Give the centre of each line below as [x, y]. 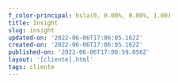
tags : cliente [32, 67]
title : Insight [33, 23]
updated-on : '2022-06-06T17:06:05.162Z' [76, 38]
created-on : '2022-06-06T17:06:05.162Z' [76, 45]
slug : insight [32, 30]
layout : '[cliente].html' [51, 60]
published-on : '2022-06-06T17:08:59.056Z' [79, 52]
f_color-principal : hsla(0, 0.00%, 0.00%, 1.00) [90, 15]
